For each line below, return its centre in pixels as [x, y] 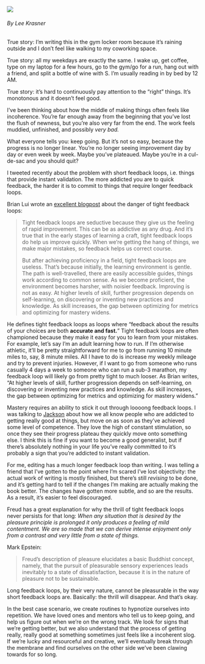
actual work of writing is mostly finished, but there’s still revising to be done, [103, 478]
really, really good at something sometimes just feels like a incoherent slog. [101, 635]
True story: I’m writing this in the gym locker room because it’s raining [95, 42]
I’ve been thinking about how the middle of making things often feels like [98, 110]
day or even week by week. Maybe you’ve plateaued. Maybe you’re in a [97, 155]
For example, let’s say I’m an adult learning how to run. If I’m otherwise [95, 344]
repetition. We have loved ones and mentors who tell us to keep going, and [101, 616]
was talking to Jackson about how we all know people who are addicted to [101, 414]
